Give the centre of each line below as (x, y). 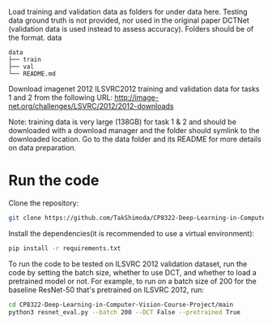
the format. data (35, 37)
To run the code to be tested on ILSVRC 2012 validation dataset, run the (128, 264)
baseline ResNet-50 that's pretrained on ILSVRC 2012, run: (106, 289)
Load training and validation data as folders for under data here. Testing (128, 12)
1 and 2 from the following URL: (61, 97)
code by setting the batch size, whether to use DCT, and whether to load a (132, 272)
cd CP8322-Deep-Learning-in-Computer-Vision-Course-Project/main (121, 305)
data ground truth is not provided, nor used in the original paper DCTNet (129, 20)
